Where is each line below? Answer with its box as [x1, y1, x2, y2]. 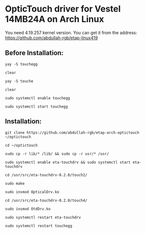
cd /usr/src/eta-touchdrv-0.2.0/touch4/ [5, 198, 88, 203]
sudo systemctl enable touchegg [5, 95, 70, 100]
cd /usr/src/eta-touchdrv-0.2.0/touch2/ [5, 172, 88, 177]
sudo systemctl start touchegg [5, 104, 68, 109]
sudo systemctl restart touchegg [5, 223, 73, 228]
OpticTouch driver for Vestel [5, 3, 121, 15]
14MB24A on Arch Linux [5, 14, 104, 25]
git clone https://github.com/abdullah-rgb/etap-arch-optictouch [5, 130, 139, 135]
